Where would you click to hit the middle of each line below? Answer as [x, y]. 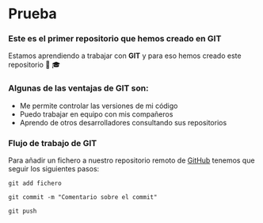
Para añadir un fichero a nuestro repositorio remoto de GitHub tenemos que [131, 160]
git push [23, 211]
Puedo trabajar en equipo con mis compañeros [96, 114]
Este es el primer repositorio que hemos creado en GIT [115, 39]
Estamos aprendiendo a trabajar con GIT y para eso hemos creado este [125, 56]
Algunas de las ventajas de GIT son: [78, 88]
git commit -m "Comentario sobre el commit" [83, 198]
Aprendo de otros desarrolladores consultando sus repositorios [123, 122]
